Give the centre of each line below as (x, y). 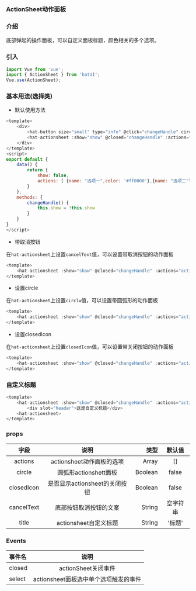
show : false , (53, 176)
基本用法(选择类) (29, 96)
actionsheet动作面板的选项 (87, 461)
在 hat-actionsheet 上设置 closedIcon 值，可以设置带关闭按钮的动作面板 (90, 347)
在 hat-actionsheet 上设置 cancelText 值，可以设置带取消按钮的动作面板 (90, 254)
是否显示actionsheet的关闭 (84, 483)
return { (38, 170)
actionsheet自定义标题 (87, 523)
